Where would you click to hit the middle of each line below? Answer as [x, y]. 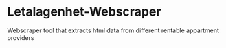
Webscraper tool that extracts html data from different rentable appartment [113, 30]
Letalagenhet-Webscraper [84, 12]
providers [21, 37]
